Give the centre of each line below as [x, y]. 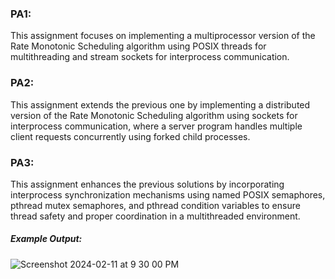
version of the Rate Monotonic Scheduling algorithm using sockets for [154, 115]
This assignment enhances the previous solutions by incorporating [147, 184]
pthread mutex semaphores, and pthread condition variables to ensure [155, 205]
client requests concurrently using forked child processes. [130, 136]
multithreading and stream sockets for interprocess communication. [150, 57]
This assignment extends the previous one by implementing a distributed [160, 104]
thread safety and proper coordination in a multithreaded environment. [155, 216]
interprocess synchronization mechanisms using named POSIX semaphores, [168, 194]
